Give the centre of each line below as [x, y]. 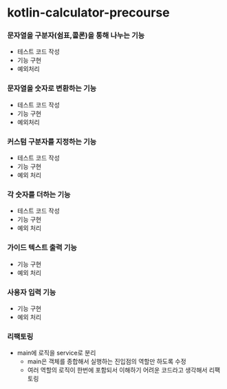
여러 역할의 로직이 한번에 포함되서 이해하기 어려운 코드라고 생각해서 [117, 370]
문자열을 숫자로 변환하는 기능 [52, 89]
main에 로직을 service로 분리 [56, 353]
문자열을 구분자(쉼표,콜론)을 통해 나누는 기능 [76, 36]
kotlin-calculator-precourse [88, 13]
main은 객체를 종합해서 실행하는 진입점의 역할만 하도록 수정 [107, 361]
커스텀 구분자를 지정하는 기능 [52, 141]
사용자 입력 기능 [32, 292]
